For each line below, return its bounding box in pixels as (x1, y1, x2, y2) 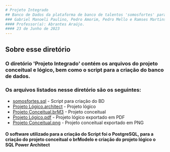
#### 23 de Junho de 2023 (5, 26, 60, 31)
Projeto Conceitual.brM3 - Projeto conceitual (12, 108, 106, 115)
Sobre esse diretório (5, 45, 71, 54)
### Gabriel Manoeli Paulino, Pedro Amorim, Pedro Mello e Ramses (5, 17, 148, 22)
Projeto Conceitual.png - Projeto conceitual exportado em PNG (12, 120, 144, 126)
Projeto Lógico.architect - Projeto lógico (12, 103, 96, 109)
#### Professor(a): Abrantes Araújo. (5, 21, 85, 27)
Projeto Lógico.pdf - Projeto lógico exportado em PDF (12, 114, 125, 120)
